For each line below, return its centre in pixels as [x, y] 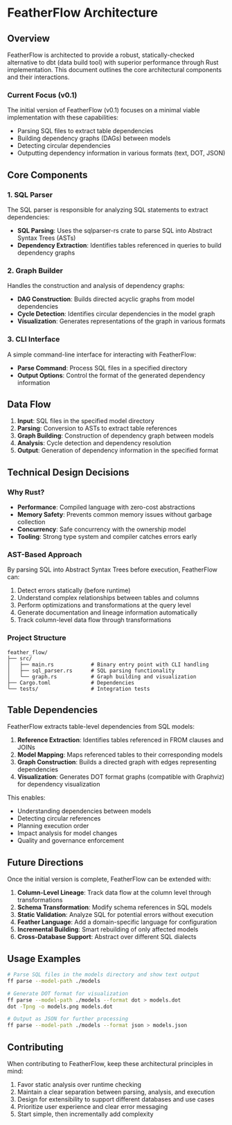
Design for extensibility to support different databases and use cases [116, 1099]
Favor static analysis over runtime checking [79, 1085]
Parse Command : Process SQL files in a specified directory [102, 368]
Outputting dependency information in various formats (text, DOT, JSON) [121, 153]
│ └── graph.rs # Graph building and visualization [102, 677]
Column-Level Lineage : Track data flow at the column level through [114, 893]
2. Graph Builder [35, 270]
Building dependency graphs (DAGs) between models [94, 138]
